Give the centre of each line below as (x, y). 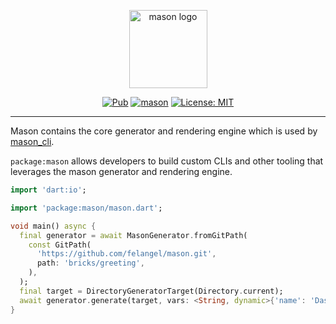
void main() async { (53, 226)
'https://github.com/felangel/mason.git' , (126, 254)
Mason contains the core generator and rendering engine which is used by (164, 131)
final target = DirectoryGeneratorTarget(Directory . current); (151, 291)
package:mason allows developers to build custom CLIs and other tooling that (167, 161)
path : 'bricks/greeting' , (90, 263)
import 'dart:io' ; (48, 190)
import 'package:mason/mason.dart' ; (86, 208)
